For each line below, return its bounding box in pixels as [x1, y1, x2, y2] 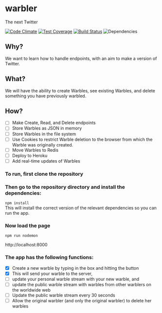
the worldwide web [12, 287, 51, 293]
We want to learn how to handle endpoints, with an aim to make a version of [5, 55, 157, 61]
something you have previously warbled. [5, 93, 87, 99]
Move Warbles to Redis [12, 147, 59, 153]
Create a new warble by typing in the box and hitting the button [12, 265, 139, 271]
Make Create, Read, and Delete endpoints [12, 120, 96, 126]
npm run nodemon [5, 233, 38, 239]
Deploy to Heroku [12, 152, 48, 158]
